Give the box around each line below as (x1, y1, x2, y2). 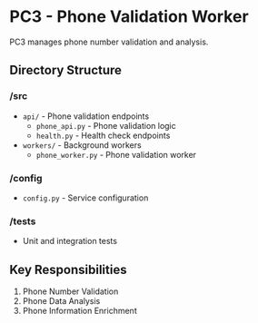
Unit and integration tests (22, 236, 118, 247)
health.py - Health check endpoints (35, 130, 171, 141)
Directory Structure (9, 63, 123, 78)
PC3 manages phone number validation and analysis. (9, 36, 209, 47)
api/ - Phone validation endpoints (22, 111, 150, 122)
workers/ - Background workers (22, 139, 143, 151)
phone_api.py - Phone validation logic (35, 120, 177, 131)
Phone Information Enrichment (22, 306, 138, 317)
